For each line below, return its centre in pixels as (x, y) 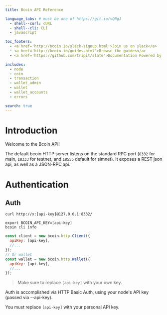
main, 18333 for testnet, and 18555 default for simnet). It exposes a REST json (84, 159)
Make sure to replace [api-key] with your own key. (70, 283)
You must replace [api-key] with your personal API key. (62, 307)
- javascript (23, 33)
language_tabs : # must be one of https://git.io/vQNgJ (63, 19)
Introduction (31, 130)
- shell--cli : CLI (29, 28)
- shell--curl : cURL (31, 23)
